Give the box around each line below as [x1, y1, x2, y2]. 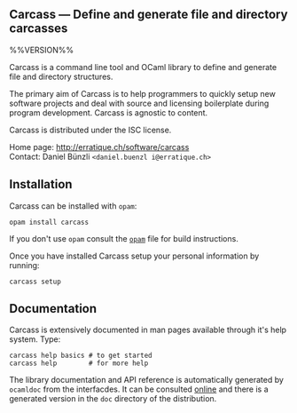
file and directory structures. [9, 71, 113, 82]
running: [9, 259, 40, 270]
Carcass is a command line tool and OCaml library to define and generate [9, 61, 277, 72]
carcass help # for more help [9, 359, 149, 368]
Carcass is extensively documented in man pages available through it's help [9, 324, 286, 336]
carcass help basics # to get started [9, 351, 152, 361]
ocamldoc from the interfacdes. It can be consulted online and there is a [9, 384, 269, 394]
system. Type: [9, 334, 61, 345]
